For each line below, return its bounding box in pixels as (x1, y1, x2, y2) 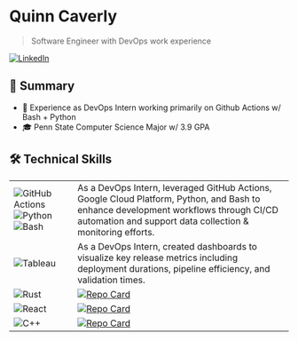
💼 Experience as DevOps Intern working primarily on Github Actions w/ (21, 102, 281, 113)
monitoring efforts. (76, 226, 155, 238)
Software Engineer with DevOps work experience (30, 36, 212, 46)
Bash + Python (21, 111, 77, 122)
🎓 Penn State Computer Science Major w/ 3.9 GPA (21, 122, 210, 132)
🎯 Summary (9, 78, 75, 94)
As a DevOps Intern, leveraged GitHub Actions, (76, 181, 272, 194)
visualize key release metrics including (76, 251, 239, 264)
